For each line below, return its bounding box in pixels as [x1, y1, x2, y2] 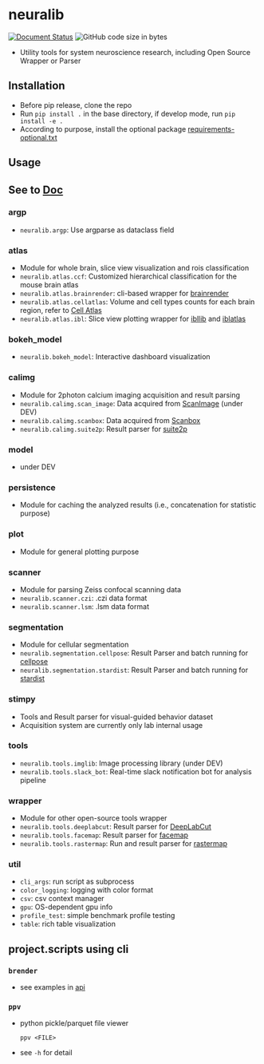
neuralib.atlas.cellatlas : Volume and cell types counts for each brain [19, 297, 255, 307]
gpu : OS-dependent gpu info [19, 902, 113, 912]
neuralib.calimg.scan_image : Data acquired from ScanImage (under [19, 398, 243, 408]
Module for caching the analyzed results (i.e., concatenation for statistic [19, 500, 257, 510]
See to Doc [8, 183, 64, 196]
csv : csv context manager [19, 894, 105, 904]
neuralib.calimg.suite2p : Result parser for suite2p [19, 424, 187, 433]
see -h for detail [19, 1048, 73, 1058]
